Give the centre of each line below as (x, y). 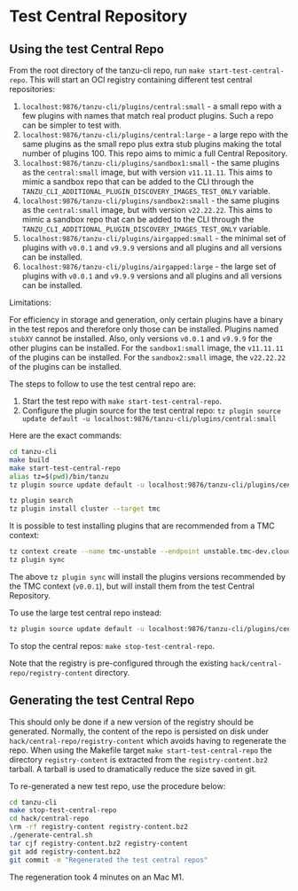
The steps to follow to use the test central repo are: (103, 384)
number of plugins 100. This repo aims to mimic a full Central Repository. (155, 153)
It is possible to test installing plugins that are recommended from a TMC (142, 526)
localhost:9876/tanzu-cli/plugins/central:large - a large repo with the (155, 134)
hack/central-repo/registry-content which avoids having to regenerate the (148, 740)
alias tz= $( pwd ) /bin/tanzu (59, 476)
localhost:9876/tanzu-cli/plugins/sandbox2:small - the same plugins (151, 200)
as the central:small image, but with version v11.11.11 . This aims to (147, 172)
